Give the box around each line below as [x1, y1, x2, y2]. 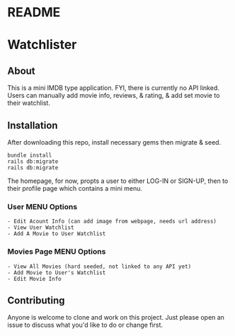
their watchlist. [7, 99, 51, 107]
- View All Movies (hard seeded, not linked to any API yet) [7, 263, 192, 270]
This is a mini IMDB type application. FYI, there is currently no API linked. [7, 84, 219, 92]
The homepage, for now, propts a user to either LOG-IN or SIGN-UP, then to [7, 177, 229, 185]
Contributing [7, 294, 65, 306]
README [7, 4, 61, 21]
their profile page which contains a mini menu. [7, 184, 143, 192]
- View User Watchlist [7, 224, 74, 231]
